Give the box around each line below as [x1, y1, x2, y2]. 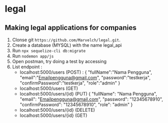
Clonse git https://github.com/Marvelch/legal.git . [12, 37, 121, 43]
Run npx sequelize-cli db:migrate [12, 48, 86, 53]
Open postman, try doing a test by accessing [12, 58, 107, 64]
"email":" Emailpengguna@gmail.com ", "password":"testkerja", [19, 75, 151, 80]
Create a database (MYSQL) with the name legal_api [12, 42, 122, 48]
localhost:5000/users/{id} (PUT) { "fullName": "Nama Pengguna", [19, 91, 157, 97]
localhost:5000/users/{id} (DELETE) [19, 107, 95, 113]
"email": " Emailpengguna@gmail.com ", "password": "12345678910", [19, 96, 163, 102]
